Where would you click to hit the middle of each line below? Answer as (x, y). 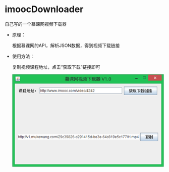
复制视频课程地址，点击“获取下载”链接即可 (56, 67)
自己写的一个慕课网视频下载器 (36, 24)
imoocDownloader (44, 9)
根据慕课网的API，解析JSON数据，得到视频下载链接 (66, 45)
